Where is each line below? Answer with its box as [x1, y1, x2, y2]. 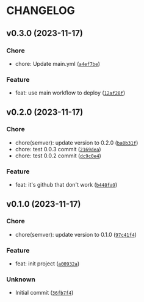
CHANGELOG [6, 4, 75, 18]
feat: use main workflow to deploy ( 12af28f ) [15, 89, 126, 96]
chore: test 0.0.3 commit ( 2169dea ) [15, 145, 102, 153]
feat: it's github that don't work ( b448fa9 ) [15, 181, 118, 189]
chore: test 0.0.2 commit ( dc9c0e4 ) [15, 152, 102, 159]
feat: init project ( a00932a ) [15, 260, 80, 267]
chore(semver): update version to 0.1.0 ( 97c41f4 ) [15, 231, 137, 238]
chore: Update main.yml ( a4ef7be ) [15, 60, 101, 67]
